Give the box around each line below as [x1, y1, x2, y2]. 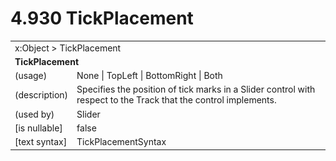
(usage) [14, 70, 48, 82]
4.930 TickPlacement [10, 7, 194, 30]
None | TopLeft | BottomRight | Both [76, 70, 223, 82]
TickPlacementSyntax [76, 136, 167, 148]
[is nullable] [14, 122, 63, 134]
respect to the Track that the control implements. [76, 94, 277, 106]
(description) [14, 88, 69, 101]
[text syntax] [14, 136, 68, 148]
